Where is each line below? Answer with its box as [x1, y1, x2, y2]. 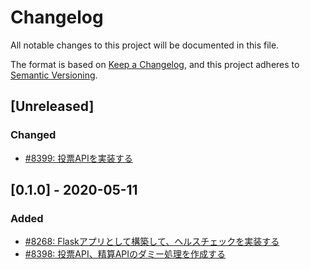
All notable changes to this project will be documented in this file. [10, 39, 280, 51]
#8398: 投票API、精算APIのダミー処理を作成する [24, 248, 227, 260]
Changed [10, 128, 57, 142]
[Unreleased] [10, 98, 95, 115]
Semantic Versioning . [10, 69, 98, 81]
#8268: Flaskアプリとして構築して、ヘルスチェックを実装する [24, 236, 280, 248]
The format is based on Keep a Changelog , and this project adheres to [10, 58, 300, 70]
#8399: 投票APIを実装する [24, 152, 133, 164]
